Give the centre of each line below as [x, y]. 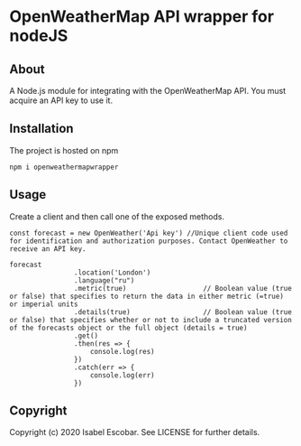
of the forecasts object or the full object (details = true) [128, 328]
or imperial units [44, 304]
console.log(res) [122, 351]
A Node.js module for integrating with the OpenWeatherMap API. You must [148, 91]
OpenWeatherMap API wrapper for [142, 17]
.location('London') [112, 273]
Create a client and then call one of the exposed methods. [117, 216]
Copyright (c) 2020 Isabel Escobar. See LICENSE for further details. [135, 432]
